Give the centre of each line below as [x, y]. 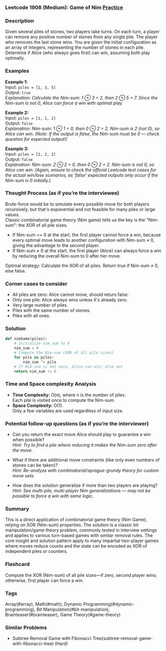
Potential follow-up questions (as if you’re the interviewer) [77, 423]
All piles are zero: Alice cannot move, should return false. [71, 294]
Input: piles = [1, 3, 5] [30, 87]
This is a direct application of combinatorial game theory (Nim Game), [76, 520]
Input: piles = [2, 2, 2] [30, 154]
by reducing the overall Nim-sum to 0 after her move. [67, 256]
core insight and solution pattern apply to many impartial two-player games [82, 541]
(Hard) [61, 644]
